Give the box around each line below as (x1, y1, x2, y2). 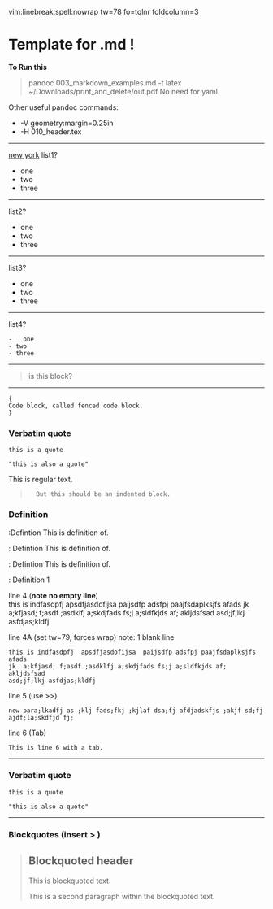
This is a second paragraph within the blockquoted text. (28, 891, 215, 901)
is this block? (28, 371, 73, 381)
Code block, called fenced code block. (8, 402, 144, 410)
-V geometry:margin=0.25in (19, 118, 114, 128)
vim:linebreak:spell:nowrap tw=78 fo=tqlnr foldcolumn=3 (8, 7, 199, 16)
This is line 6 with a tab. (8, 743, 104, 751)
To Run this (8, 62, 47, 72)
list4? (8, 319, 27, 328)
